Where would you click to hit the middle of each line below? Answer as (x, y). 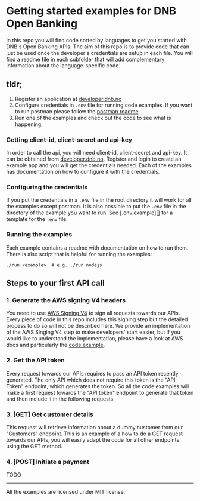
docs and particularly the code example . (56, 345)
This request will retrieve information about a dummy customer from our (95, 427)
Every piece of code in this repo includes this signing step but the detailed (97, 319)
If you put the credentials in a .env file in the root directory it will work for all (99, 200)
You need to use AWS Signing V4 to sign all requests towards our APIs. (93, 313)
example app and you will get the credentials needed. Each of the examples (99, 165)
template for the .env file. (37, 219)
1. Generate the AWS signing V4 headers (66, 300)
